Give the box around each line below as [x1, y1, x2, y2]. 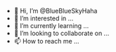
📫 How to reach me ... [13, 37, 79, 45]
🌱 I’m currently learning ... [13, 22, 89, 30]
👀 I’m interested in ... [13, 14, 74, 22]
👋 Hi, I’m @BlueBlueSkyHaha [13, 7, 98, 15]
